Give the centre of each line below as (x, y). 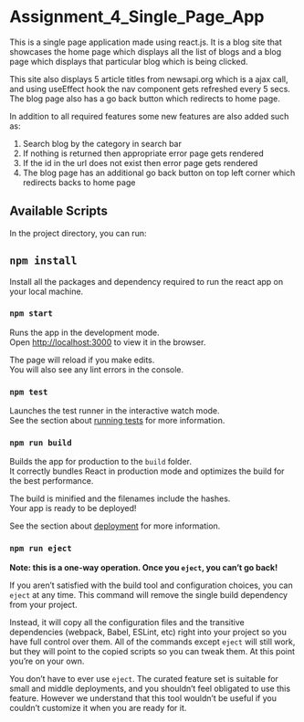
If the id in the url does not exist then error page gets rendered (140, 162)
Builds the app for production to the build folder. (101, 462)
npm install (43, 261)
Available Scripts (58, 211)
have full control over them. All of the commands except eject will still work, (152, 642)
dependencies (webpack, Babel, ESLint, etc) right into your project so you (148, 632)
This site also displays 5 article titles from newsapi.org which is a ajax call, (149, 78)
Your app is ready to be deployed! (73, 508)
